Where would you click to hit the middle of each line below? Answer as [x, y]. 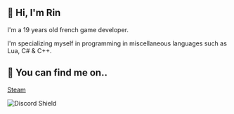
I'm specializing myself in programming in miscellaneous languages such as [117, 43]
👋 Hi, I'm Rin [34, 13]
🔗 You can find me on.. [57, 73]
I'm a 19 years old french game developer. [68, 29]
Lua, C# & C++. [30, 50]
